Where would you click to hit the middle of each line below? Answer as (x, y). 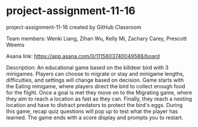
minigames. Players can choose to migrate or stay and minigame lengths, (95, 73)
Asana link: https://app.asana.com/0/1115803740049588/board (83, 56)
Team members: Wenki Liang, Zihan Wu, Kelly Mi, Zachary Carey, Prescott (97, 38)
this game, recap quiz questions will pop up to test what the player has (92, 111)
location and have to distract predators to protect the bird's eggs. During (95, 105)
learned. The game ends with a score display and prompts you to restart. (95, 117)
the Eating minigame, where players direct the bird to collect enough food (95, 86)
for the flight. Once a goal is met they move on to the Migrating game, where (99, 92)
